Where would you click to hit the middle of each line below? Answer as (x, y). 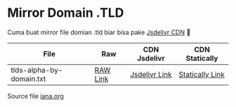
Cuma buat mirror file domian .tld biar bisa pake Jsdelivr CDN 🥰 (99, 32)
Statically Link (202, 74)
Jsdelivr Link (151, 74)
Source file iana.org (36, 96)
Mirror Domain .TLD (66, 13)
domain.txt (28, 78)
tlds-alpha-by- (37, 70)
